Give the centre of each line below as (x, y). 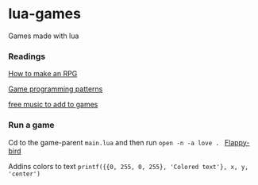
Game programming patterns (56, 89)
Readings (27, 56)
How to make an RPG (43, 74)
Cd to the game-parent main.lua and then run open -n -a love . (114, 142)
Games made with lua (44, 36)
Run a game (31, 125)
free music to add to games (53, 105)
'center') (25, 174)
